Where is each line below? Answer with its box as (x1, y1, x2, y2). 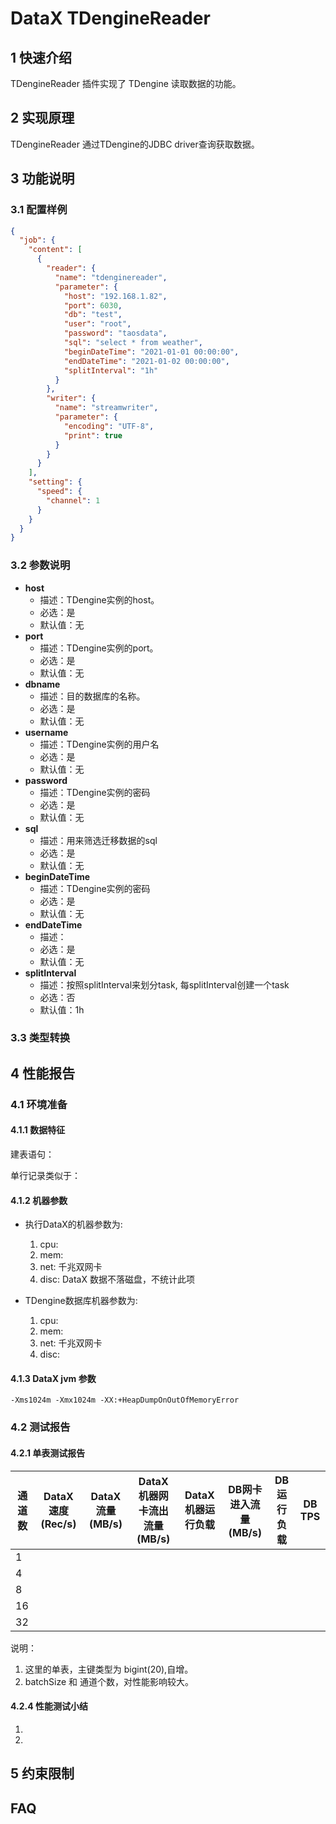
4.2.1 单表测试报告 (10, 1447, 86, 1459)
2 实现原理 (10, 110, 75, 127)
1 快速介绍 (10, 49, 73, 66)
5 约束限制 (10, 1765, 75, 1782)
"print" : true (63, 430, 123, 441)
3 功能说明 (10, 170, 75, 187)
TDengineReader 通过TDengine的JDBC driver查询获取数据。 (10, 138, 260, 150)
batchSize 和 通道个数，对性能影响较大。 (24, 1675, 195, 1687)
